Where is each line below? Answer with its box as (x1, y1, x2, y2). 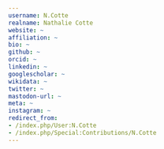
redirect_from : (8, 114, 58, 122)
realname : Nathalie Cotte (8, 19, 93, 27)
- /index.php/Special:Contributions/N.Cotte (8, 129, 157, 136)
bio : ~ (8, 41, 30, 49)
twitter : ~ (8, 84, 44, 93)
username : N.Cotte (8, 11, 69, 20)
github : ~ (8, 48, 41, 56)
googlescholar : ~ (8, 70, 65, 78)
